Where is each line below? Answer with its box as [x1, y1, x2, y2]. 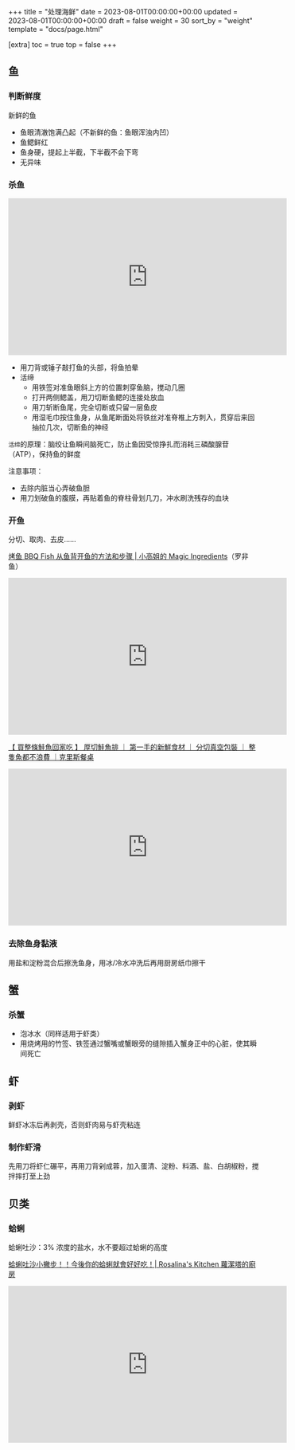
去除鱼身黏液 [8, 938, 58, 949]
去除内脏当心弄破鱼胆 [19, 483, 90, 493]
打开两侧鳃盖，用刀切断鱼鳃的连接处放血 [31, 392, 165, 402]
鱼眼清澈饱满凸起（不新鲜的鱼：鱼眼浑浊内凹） [19, 127, 173, 137]
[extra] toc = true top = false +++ [8, 40, 117, 49]
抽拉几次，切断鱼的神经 [31, 422, 109, 432]
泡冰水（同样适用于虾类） [19, 1029, 104, 1039]
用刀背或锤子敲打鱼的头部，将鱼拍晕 [19, 362, 139, 372]
